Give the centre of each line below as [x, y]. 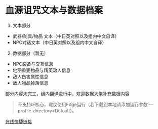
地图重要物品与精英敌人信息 [42, 70]
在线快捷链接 [18, 121]
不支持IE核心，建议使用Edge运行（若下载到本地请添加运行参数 [83, 104]
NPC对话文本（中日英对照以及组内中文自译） [60, 42]
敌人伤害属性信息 [30, 76]
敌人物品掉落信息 [30, 83]
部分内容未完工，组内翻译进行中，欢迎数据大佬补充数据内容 [67, 94]
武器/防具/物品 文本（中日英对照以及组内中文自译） [66, 36]
